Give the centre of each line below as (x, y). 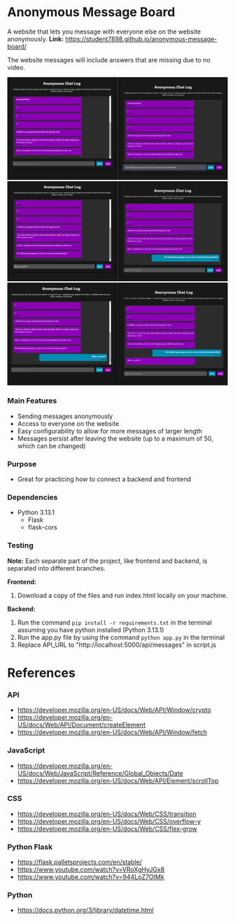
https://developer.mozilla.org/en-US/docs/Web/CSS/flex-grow (107, 829)
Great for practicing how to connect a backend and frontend (104, 479)
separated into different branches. (57, 568)
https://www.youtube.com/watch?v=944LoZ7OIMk (91, 877)
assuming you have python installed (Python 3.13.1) (91, 629)
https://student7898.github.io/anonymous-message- (141, 38)
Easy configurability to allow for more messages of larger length (110, 431)
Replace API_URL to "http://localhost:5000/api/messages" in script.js (117, 645)
